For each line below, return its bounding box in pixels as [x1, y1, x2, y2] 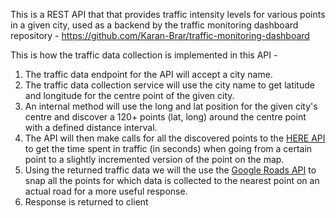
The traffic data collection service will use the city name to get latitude [24, 79, 315, 91]
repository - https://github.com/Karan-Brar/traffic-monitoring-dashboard [10, 30, 310, 41]
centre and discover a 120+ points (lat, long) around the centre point [24, 111, 307, 123]
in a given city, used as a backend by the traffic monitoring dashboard [10, 19, 299, 31]
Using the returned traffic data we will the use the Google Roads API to [24, 164, 317, 176]
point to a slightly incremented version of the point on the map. [24, 154, 285, 165]
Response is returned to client [24, 196, 149, 208]
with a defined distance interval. [24, 122, 158, 133]
